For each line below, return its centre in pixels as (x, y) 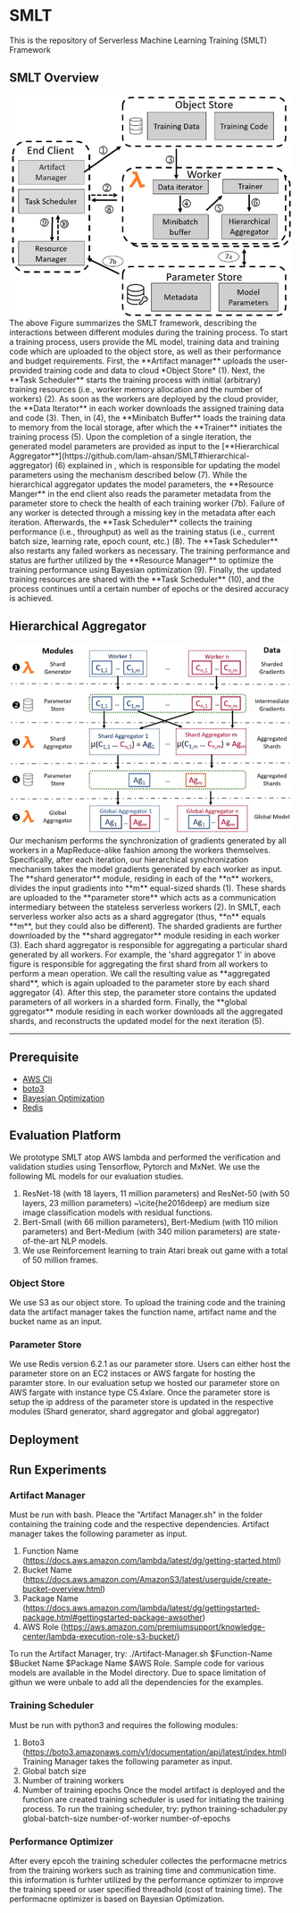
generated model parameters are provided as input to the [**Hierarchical (144, 446)
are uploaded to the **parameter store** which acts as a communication (143, 897)
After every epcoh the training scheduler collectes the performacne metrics (148, 1860)
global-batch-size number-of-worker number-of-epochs (126, 1818)
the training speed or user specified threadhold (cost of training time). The (146, 1889)
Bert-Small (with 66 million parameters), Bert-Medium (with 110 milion (150, 1221)
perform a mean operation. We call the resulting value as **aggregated (140, 973)
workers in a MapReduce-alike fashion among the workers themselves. (140, 850)
